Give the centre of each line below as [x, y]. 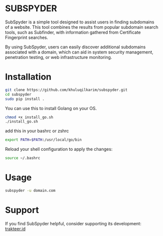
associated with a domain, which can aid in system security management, [79, 52]
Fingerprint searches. [27, 37]
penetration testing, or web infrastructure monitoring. [59, 57]
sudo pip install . [25, 99]
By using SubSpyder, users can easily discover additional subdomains [75, 47]
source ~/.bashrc [23, 158]
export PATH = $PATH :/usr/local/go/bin [43, 140]
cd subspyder [18, 94]
